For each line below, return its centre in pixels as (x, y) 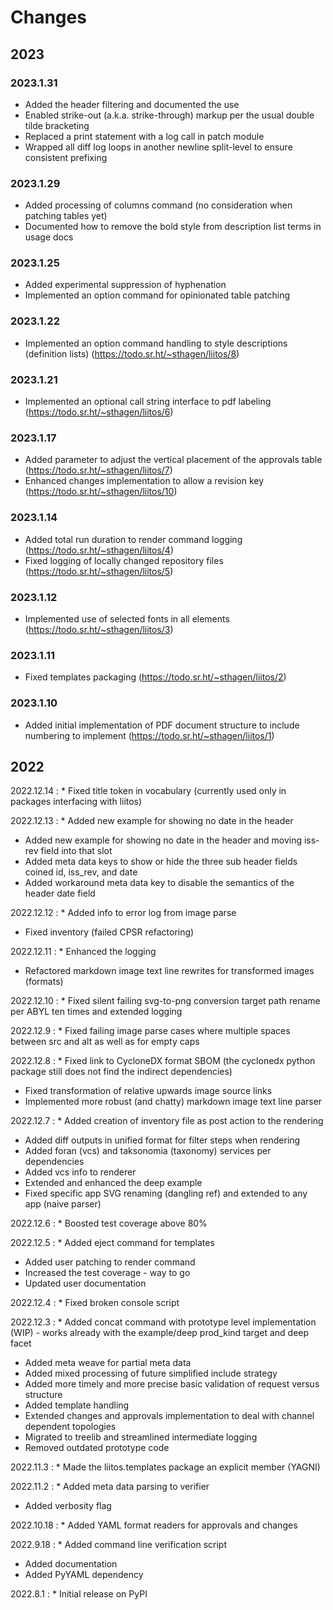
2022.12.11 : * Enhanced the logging (83, 952)
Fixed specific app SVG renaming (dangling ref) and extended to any (166, 1193)
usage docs (49, 237)
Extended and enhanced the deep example (113, 1183)
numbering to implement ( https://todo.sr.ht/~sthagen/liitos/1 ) (149, 735)
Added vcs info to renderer (80, 1172)
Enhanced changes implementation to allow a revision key (144, 481)
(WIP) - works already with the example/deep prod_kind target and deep (160, 1333)
